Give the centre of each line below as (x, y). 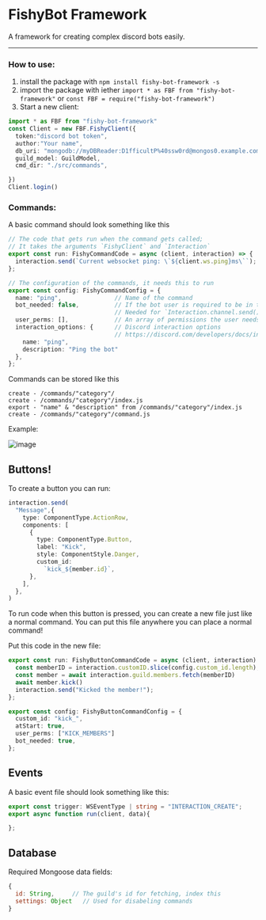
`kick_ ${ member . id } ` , (79, 569)
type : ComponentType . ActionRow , (76, 517)
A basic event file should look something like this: (89, 792)
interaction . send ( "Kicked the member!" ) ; (85, 690)
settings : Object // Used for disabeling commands (104, 901)
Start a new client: (49, 107)
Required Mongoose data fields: (61, 872)
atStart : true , (40, 726)
